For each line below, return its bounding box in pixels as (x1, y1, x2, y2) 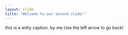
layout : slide (5, 7, 34, 12)
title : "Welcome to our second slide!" (5, 12, 86, 16)
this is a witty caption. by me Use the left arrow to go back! (5, 24, 124, 30)
